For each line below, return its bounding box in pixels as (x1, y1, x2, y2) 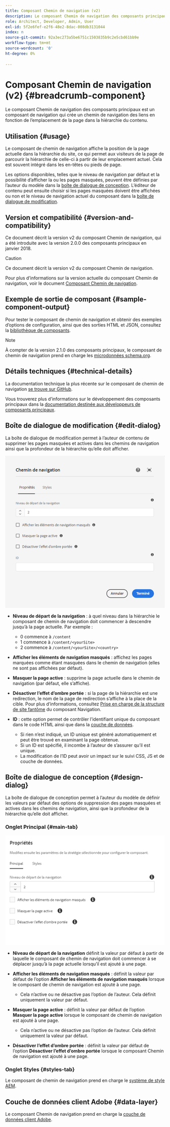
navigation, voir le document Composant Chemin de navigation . (5, 280, 138, 286)
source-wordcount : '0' (5, 46, 53, 51)
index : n (5, 29, 24, 35)
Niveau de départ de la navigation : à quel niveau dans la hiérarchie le (12, 613, 160, 619)
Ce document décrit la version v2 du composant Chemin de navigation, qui (5, 235, 161, 241)
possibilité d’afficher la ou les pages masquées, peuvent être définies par (5, 177, 158, 183)
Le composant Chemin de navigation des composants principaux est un (5, 107, 155, 113)
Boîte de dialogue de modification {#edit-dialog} (5, 422, 161, 430)
